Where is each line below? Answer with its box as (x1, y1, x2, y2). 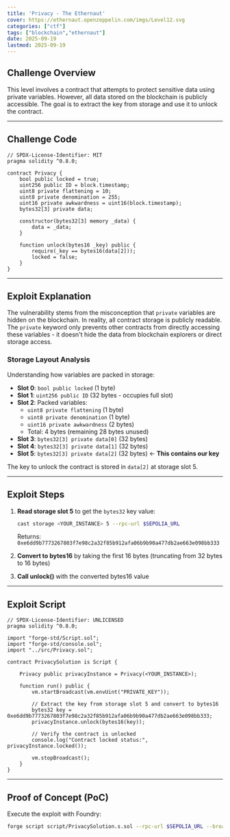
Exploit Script (7, 599, 66, 610)
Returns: (16, 532, 41, 541)
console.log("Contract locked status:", (31, 737, 149, 744)
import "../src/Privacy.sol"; (7, 647, 94, 654)
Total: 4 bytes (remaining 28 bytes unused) (27, 427, 149, 436)
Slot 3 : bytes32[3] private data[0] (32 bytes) (16, 434, 149, 442)
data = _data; (31, 223, 72, 230)
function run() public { (19, 683, 90, 690)
